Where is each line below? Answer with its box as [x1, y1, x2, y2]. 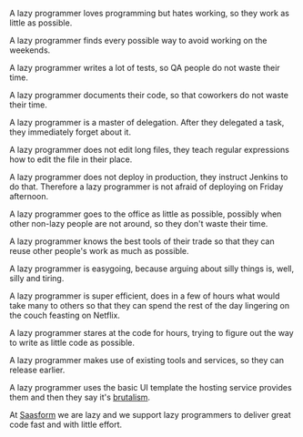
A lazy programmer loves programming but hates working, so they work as [9, 8, 289, 18]
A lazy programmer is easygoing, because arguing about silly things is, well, [9, 263, 294, 274]
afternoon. [9, 191, 49, 201]
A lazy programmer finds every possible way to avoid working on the [9, 36, 268, 46]
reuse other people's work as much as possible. [9, 246, 189, 256]
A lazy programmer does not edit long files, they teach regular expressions [9, 145, 289, 155]
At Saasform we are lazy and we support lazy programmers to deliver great [9, 410, 291, 420]
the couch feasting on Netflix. [9, 310, 121, 320]
